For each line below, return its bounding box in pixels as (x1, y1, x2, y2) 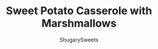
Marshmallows (41, 17, 117, 30)
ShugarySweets (59, 36, 99, 43)
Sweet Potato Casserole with (5, 4, 153, 18)
